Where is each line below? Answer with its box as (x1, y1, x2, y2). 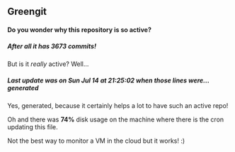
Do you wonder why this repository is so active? (7, 25, 152, 34)
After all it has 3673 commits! (7, 42, 97, 50)
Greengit (7, 6, 47, 18)
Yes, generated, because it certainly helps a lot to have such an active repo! (7, 101, 229, 109)
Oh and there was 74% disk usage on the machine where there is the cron (7, 115, 224, 124)
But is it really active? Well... (7, 60, 89, 68)
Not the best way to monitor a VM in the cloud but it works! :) (7, 136, 185, 145)
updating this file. (7, 122, 58, 131)
